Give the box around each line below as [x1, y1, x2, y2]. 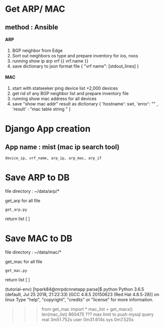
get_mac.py [5, 268, 27, 273]
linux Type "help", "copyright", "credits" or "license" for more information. [5, 297, 154, 302]
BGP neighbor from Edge [12, 48, 63, 53]
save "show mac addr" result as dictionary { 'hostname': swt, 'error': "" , [12, 101, 158, 106]
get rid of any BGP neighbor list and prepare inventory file [12, 90, 129, 96]
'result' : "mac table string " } [12, 106, 71, 112]
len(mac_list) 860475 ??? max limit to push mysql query [41, 311, 154, 317]
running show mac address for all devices [12, 96, 97, 101]
